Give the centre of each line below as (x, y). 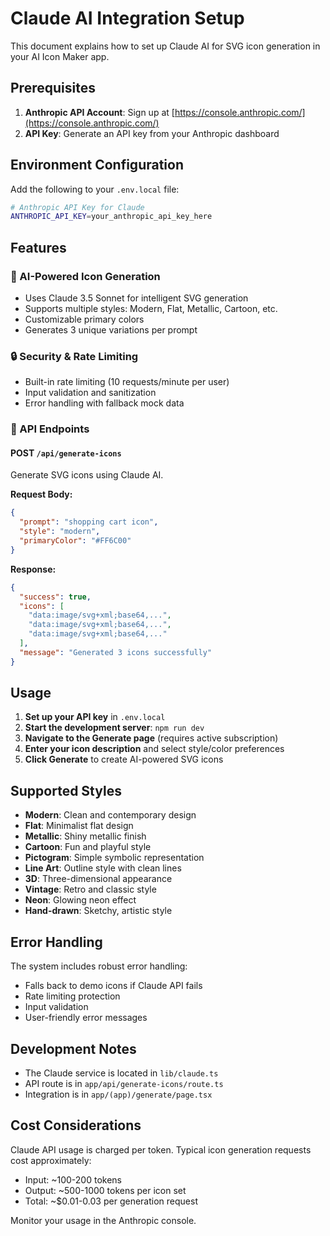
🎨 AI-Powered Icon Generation (85, 276)
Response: (33, 569)
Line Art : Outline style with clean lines (103, 868)
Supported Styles (66, 790)
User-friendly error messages (86, 1018)
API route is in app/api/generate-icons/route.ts (124, 1083)
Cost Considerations (76, 1125)
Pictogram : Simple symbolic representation (114, 858)
